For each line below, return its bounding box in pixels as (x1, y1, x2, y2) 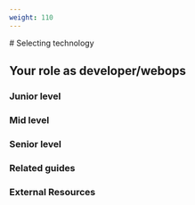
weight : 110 (9, 12, 53, 22)
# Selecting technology (9, 37, 95, 48)
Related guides (9, 161, 76, 174)
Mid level (9, 113, 50, 126)
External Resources (9, 185, 96, 198)
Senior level (9, 137, 62, 150)
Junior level (9, 90, 61, 102)
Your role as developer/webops (9, 63, 187, 78)
